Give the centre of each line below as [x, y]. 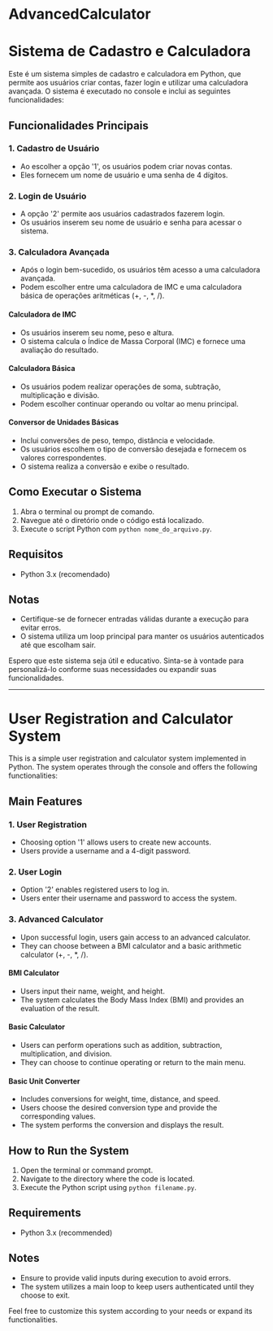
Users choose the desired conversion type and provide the [119, 1108]
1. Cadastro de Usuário [54, 149]
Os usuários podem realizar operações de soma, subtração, [120, 386]
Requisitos [36, 554]
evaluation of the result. [60, 1008]
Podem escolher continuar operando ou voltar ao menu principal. [129, 404]
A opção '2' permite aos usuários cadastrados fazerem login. [122, 214]
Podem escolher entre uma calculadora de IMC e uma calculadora [131, 287]
